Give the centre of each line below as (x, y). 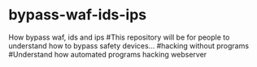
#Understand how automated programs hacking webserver (108, 54)
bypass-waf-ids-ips (78, 15)
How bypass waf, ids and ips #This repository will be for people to (119, 37)
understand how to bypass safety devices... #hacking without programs (129, 45)
